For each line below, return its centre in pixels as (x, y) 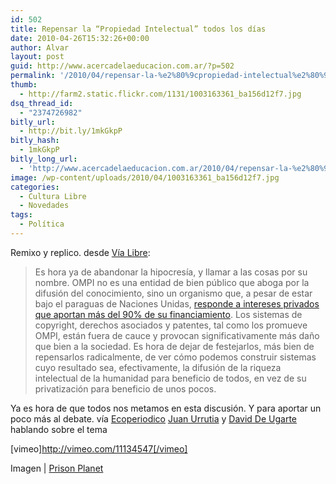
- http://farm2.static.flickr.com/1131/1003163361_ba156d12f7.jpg (160, 94)
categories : (35, 187)
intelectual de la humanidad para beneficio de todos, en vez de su (170, 378)
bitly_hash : (35, 141)
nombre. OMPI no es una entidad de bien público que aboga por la (172, 282)
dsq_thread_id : (42, 103)
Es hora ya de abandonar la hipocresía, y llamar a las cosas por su (171, 272)
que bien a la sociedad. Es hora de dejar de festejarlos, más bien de (174, 346)
